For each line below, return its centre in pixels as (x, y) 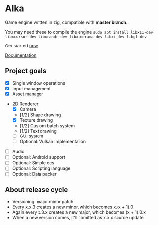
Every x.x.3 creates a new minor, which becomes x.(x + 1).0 (73, 207)
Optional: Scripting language (41, 168)
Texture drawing (36, 120)
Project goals (26, 71)
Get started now (21, 45)
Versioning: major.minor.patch (43, 202)
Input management (31, 88)
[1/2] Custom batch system (47, 126)
